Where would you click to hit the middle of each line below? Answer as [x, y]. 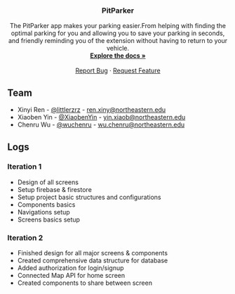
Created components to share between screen [85, 283]
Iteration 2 [25, 238]
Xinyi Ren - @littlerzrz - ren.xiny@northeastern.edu [92, 110]
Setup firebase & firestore [55, 189]
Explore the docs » [118, 56]
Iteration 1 [25, 167]
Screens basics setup [49, 219]
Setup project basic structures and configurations [89, 197]
